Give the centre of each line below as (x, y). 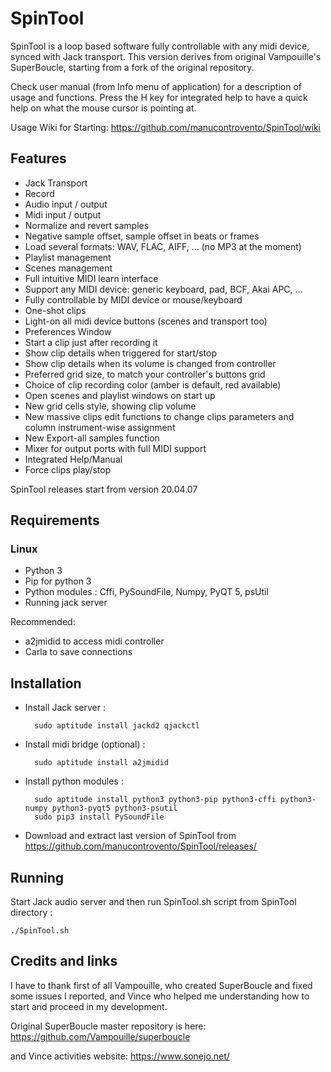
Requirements (55, 520)
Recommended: (43, 622)
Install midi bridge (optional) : (85, 744)
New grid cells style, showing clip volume (110, 406)
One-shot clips (55, 310)
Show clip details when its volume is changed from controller (150, 363)
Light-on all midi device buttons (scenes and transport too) (146, 321)
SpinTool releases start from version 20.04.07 (104, 489)
